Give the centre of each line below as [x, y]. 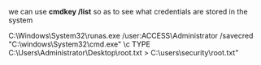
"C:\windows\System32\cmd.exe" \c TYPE [79, 44]
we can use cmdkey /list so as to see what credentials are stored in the [128, 12]
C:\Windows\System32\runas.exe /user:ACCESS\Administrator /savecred [131, 36]
